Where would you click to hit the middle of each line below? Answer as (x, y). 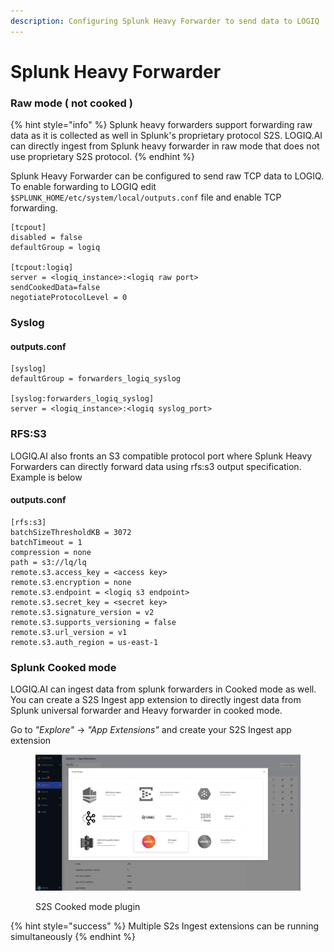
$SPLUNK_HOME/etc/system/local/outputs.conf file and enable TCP (146, 197)
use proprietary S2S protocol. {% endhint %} (102, 157)
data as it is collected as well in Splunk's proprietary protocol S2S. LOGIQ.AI (166, 136)
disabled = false (46, 238)
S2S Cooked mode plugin (88, 906)
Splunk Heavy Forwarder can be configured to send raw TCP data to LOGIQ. (167, 176)
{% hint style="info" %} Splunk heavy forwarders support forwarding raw (161, 125)
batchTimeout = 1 (46, 542)
